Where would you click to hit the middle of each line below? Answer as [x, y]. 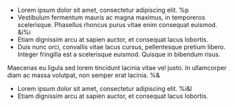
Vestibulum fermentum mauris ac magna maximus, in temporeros [111, 17]
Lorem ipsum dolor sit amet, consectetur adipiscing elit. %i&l [104, 89]
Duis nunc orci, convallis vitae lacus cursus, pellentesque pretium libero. [121, 47]
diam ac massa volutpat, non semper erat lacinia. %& [84, 75]
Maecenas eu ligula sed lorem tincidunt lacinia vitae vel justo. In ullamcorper [117, 68]
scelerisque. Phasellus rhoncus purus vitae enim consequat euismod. [117, 25]
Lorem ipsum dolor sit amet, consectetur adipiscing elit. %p [103, 10]
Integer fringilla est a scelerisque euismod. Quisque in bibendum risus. [119, 54]
